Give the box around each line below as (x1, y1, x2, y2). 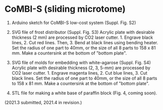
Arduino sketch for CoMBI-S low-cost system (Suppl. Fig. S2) (11, 20, 136, 26)
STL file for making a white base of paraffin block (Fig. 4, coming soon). (11, 90, 158, 96)
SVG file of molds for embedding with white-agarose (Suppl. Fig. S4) (11, 59, 151, 65)
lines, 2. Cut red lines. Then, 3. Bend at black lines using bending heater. (11, 39, 158, 45)
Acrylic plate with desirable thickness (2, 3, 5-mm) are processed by (11, 65, 151, 71)
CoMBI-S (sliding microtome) (4, 3, 126, 15)
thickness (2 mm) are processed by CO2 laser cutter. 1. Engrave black (11, 34, 153, 40)
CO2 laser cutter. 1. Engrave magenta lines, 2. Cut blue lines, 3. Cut (11, 70, 148, 76)
